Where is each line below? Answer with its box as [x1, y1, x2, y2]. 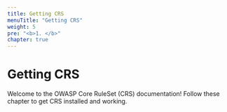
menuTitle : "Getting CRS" [7, 17, 83, 24]
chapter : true [7, 36, 49, 43]
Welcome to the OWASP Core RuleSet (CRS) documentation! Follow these [7, 90, 221, 98]
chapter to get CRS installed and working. [7, 97, 128, 106]
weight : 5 [7, 23, 36, 30]
